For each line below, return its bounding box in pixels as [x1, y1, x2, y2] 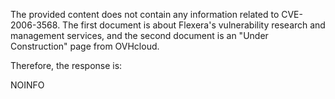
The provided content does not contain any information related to [10, 9, 280, 20]
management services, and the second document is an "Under [10, 30, 269, 41]
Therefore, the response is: [10, 60, 123, 71]
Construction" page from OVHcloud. [10, 40, 160, 52]
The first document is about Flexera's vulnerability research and [62, 19, 326, 31]
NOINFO [10, 79, 45, 91]
